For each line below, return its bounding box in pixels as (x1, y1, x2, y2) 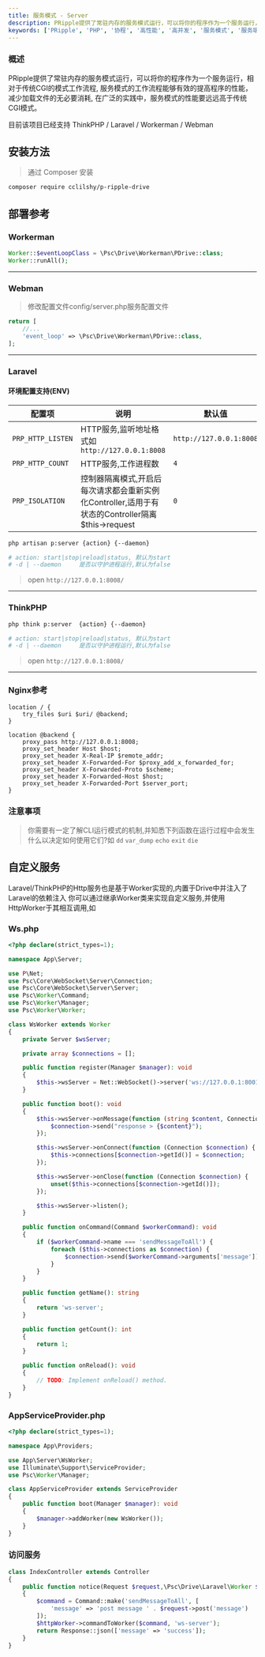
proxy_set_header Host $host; (22, 745, 122, 753)
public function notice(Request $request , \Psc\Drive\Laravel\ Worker (22, 1583, 252, 1591)
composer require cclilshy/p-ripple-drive (8, 183, 150, 191)
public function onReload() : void (22, 1361, 136, 1370)
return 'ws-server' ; (36, 1304, 104, 1312)
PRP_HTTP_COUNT (12, 459, 69, 467)
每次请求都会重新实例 (80, 485, 160, 496)
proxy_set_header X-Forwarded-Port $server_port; (22, 779, 189, 787)
